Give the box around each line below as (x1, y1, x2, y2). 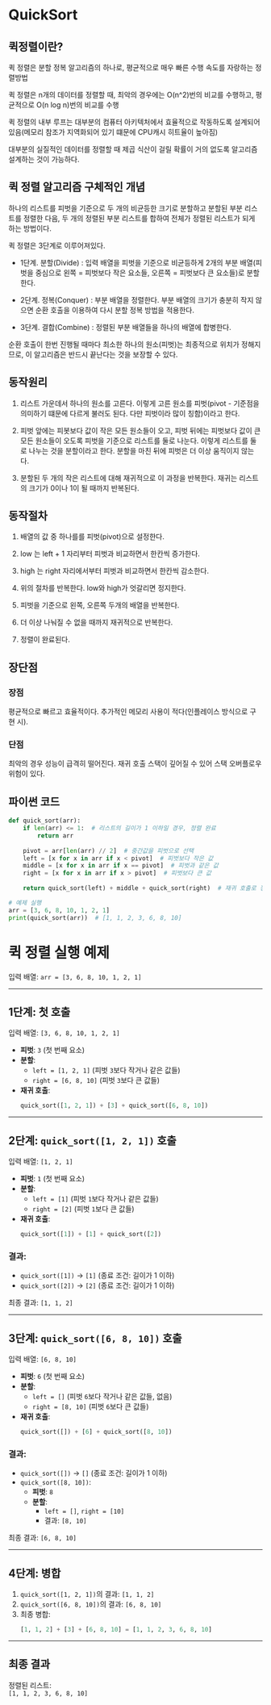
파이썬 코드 (8, 795, 60, 809)
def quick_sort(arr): (8, 817, 81, 825)
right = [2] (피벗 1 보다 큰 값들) (31, 1204, 135, 1214)
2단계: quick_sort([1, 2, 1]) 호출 (8, 1134, 177, 1147)
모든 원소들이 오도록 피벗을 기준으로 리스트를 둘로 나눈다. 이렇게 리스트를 (19, 436, 248, 445)
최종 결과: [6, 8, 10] (8, 1533, 77, 1543)
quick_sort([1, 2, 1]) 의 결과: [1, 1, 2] (19, 1590, 155, 1599)
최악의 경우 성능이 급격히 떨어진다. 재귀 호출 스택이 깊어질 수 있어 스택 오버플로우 (8, 758, 262, 768)
